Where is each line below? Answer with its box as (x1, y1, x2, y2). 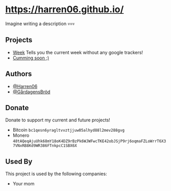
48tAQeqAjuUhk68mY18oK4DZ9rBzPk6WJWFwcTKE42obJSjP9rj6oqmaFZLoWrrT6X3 (12, 139, 166, 144)
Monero (12, 132, 30, 139)
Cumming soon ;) (12, 55, 50, 61)
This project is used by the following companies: (5, 171, 107, 177)
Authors (5, 70, 32, 78)
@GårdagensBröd (12, 89, 51, 95)
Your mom (12, 181, 35, 187)
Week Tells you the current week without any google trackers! (12, 49, 143, 55)
